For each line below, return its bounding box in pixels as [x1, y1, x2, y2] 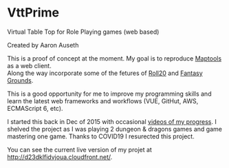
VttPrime [7, 5, 60, 21]
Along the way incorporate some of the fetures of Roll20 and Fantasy [7, 69, 203, 77]
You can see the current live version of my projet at [7, 145, 153, 154]
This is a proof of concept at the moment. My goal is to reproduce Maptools [7, 54, 222, 63]
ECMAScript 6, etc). [7, 104, 63, 112]
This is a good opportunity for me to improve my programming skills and [7, 90, 212, 98]
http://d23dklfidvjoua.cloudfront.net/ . [7, 153, 113, 161]
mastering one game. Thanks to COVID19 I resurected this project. [7, 132, 195, 140]
